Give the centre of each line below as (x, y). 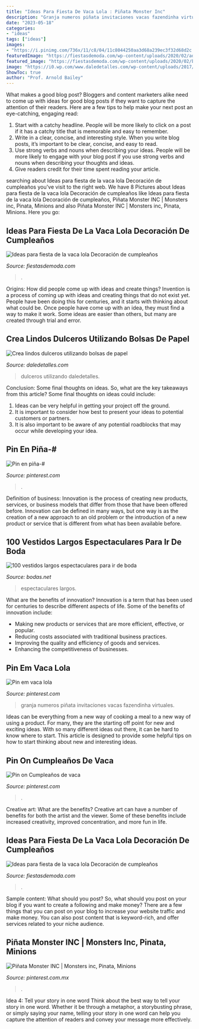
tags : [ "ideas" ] (26, 39)
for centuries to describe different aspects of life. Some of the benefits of (96, 606)
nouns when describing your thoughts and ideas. (74, 163)
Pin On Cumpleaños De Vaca (60, 761)
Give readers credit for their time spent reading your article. (87, 169)
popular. (25, 630)
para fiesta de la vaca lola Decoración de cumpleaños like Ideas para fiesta (98, 193)
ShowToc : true (24, 72)
